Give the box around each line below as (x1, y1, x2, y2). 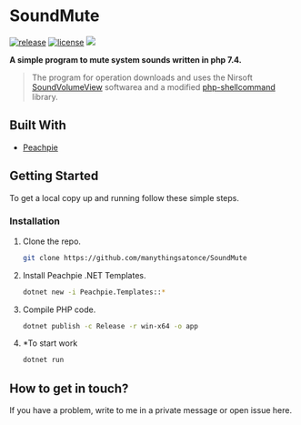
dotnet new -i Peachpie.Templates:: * (22, 288, 166, 297)
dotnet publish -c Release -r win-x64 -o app (22, 321, 198, 330)
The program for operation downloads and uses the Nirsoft (31, 72, 253, 83)
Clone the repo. (22, 236, 82, 247)
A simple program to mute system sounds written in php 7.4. (9, 54, 243, 65)
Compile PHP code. (22, 304, 96, 315)
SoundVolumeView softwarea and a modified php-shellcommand (31, 81, 276, 92)
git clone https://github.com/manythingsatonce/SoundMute (22, 253, 247, 262)
